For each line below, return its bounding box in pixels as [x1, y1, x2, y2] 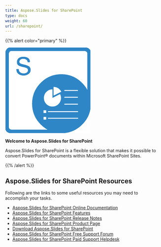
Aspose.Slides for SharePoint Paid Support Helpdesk [12, 236, 120, 242]
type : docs [5, 13, 28, 18]
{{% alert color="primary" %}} [5, 38, 67, 44]
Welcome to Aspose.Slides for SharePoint [5, 138, 93, 144]
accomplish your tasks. [5, 195, 52, 201]
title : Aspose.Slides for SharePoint [5, 8, 83, 13]
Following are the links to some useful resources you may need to [5, 190, 138, 196]
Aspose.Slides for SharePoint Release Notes [12, 215, 102, 221]
